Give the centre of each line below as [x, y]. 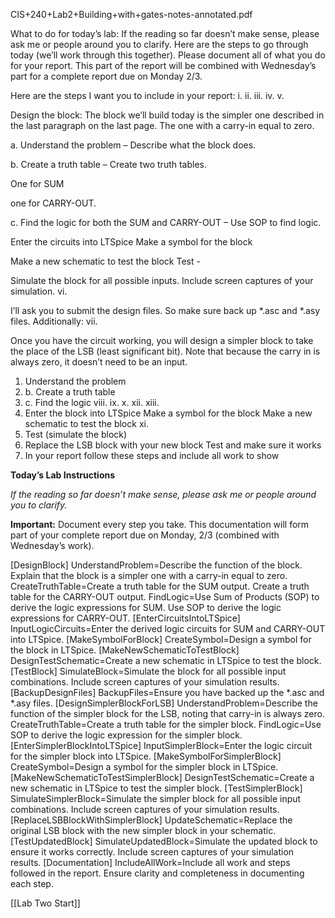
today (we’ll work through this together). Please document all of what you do [168, 55]
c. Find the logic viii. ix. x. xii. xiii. [92, 402]
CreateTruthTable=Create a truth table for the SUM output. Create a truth [160, 586]
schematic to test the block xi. [86, 423]
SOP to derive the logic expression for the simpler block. [126, 735]
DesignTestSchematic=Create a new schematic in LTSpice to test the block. [166, 660]
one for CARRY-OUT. [53, 203]
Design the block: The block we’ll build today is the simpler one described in [167, 115]
